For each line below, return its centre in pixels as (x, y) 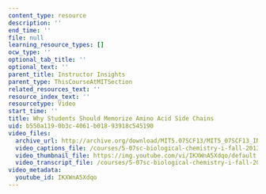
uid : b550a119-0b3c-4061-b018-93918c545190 (81, 126)
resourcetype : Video (42, 104)
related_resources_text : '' (55, 89)
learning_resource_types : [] (56, 45)
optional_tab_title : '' (47, 60)
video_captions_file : (51, 148)
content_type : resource (47, 15)
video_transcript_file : (54, 163)
